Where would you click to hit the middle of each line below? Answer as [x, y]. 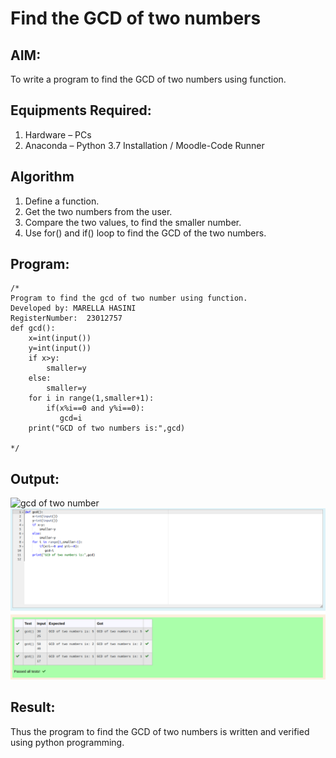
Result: [33, 707]
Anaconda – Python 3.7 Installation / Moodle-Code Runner [144, 145]
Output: [35, 478]
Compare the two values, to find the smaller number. [133, 222]
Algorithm [42, 177]
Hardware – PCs [58, 134]
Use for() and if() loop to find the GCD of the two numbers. [145, 233]
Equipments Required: [81, 110]
